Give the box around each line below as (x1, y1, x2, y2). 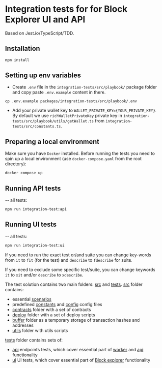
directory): (5, 161, 27, 167)
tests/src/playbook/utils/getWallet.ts (12, 119, 94, 124)
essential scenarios (12, 296, 52, 302)
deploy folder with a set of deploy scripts (12, 311, 96, 318)
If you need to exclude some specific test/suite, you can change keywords (5, 267, 156, 273)
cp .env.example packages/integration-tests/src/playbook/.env (5, 99, 137, 104)
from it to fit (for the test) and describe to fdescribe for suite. (5, 257, 133, 263)
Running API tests (5, 184, 61, 192)
